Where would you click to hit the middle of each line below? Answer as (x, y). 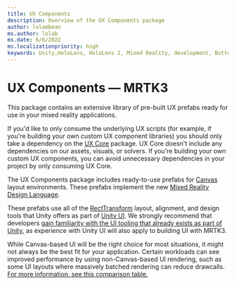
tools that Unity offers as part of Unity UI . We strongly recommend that (110, 215)
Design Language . (34, 194)
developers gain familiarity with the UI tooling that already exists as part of (115, 223)
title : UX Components (39, 14)
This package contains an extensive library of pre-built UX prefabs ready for (118, 107)
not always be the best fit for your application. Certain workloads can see (113, 251)
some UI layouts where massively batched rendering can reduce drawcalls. (116, 266)
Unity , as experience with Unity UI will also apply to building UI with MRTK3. (117, 230)
